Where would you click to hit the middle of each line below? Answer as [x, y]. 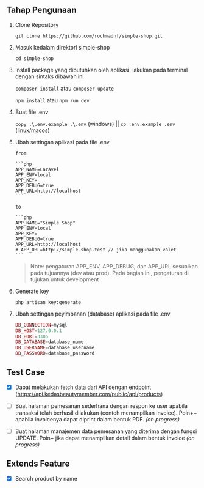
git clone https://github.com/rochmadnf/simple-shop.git [89, 36]
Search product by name [46, 478]
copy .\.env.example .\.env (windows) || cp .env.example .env [95, 124]
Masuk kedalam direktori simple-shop [62, 47]
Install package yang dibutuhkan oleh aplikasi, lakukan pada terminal [101, 70]
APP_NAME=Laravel [37, 169]
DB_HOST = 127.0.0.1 [38, 331]
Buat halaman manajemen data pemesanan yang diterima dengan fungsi [106, 431]
